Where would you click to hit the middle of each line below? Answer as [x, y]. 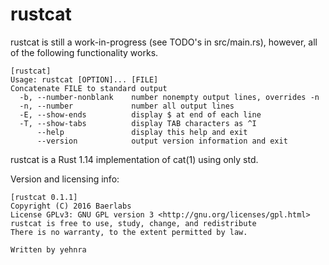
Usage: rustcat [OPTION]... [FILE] [84, 79]
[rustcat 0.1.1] [44, 197]
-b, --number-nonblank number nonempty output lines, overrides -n [169, 97]
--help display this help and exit [142, 132]
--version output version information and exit [162, 141]
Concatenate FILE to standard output [89, 88]
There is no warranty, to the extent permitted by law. [129, 232]
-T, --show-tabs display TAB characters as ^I [138, 123]
